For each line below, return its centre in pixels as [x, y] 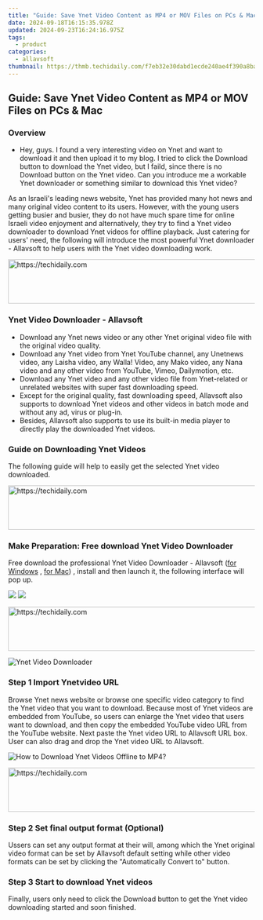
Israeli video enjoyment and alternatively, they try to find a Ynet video [120, 224]
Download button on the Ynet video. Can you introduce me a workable [133, 175]
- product [31, 45]
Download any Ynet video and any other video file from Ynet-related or [133, 378]
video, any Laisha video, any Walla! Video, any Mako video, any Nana [131, 362]
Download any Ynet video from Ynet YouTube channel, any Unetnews [131, 353]
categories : [27, 52]
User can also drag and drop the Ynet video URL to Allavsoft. [106, 741]
